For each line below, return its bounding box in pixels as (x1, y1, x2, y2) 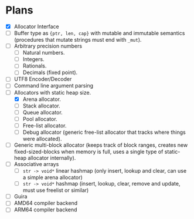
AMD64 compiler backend (13, 200, 78, 207)
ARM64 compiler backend (13, 206, 77, 213)
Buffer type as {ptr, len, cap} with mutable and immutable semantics (13, 30, 185, 36)
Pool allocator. (22, 115, 57, 122)
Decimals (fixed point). (22, 69, 78, 76)
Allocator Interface (13, 23, 59, 30)
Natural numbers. (22, 49, 65, 56)
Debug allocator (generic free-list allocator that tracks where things (22, 129, 186, 136)
